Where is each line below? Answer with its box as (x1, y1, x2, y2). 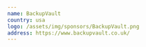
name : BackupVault (7, 10, 61, 17)
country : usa (7, 17, 46, 23)
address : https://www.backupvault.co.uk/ (7, 29, 131, 37)
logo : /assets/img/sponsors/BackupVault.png (7, 23, 140, 30)
